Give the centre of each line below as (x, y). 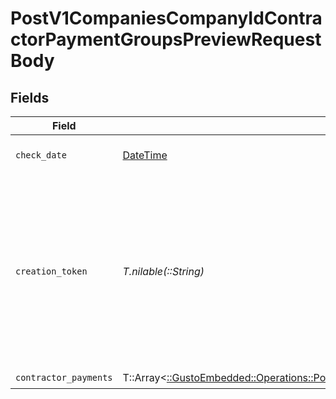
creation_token (51, 271)
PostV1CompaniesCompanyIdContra (166, 18)
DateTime (145, 155)
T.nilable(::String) (163, 271)
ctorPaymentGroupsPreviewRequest (166, 39)
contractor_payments (64, 377)
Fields (30, 97)
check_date (41, 155)
